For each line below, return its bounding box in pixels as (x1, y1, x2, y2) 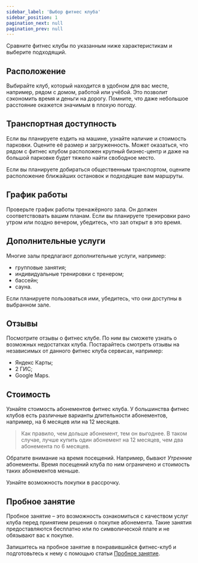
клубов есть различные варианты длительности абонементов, (6, 412, 168, 419)
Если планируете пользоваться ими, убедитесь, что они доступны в (6, 294, 182, 302)
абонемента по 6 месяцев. (20, 443, 90, 450)
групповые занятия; (14, 264, 67, 271)
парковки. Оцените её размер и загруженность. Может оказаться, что (6, 141, 188, 148)
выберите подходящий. (6, 49, 67, 56)
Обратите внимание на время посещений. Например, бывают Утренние (6, 454, 193, 462)
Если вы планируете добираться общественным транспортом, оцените (6, 165, 191, 173)
